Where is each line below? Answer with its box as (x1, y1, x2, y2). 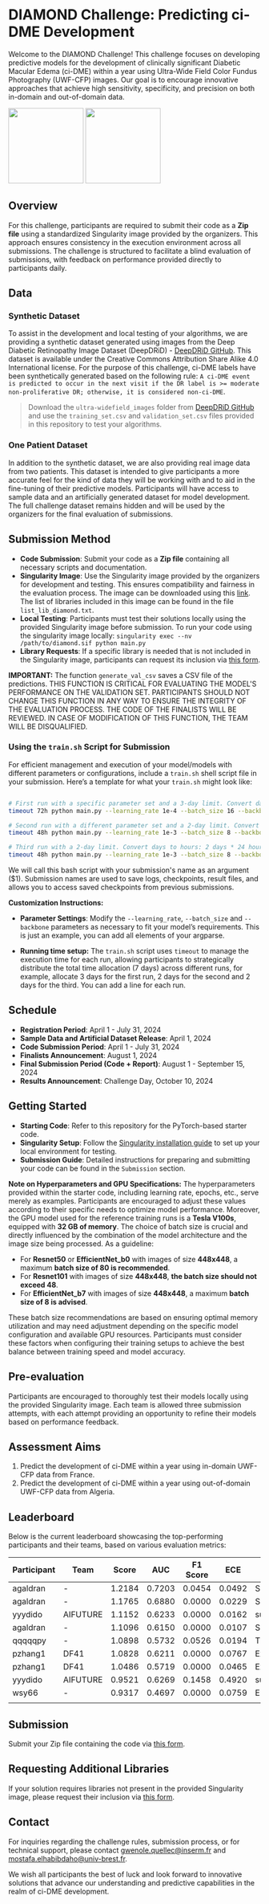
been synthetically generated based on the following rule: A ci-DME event (8, 371, 251, 381)
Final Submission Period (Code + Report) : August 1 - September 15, (19, 1059, 246, 1068)
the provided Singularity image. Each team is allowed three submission (8, 1399, 242, 1409)
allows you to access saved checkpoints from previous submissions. (8, 882, 235, 893)
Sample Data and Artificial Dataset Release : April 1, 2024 (19, 1033, 211, 1043)
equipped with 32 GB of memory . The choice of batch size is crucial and (8, 1221, 248, 1231)
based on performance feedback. (8, 1416, 119, 1427)
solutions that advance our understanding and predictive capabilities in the (8, 1877, 255, 1887)
